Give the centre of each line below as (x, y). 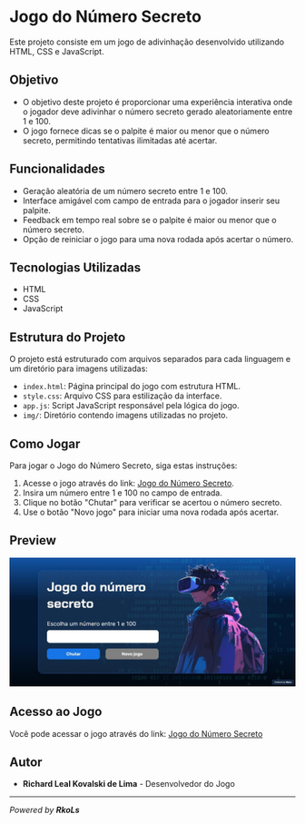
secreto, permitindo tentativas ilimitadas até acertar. (120, 140)
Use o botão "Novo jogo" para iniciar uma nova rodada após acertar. (151, 512)
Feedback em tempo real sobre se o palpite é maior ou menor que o (149, 220)
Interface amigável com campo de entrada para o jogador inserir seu (151, 201)
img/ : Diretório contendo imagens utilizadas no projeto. (125, 416)
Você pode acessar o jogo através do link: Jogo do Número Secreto (136, 733)
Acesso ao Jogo (56, 712)
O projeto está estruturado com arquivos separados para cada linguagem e (150, 359)
